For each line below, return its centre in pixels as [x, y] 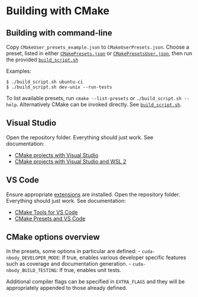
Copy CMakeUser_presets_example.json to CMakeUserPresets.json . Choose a [98, 47]
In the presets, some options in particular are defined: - [73, 251]
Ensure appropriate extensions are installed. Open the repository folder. [93, 194]
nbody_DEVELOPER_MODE [33, 258]
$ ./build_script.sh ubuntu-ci [45, 82]
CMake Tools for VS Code [46, 212]
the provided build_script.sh [42, 60]
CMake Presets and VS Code [50, 218]
